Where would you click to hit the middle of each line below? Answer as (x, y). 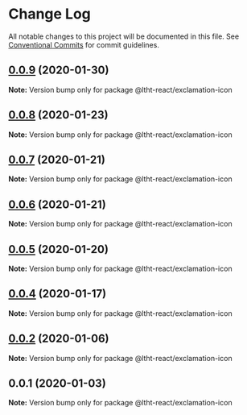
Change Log (49, 14)
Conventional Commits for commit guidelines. (84, 44)
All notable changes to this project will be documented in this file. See (124, 36)
